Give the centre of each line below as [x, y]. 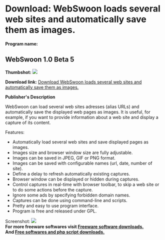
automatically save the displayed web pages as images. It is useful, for [78, 112]
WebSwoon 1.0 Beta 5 [40, 60]
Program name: [22, 43]
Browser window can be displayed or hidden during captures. [76, 179]
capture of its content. [28, 122]
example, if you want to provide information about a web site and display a [82, 117]
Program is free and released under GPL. [54, 211]
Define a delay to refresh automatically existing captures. [71, 173]
